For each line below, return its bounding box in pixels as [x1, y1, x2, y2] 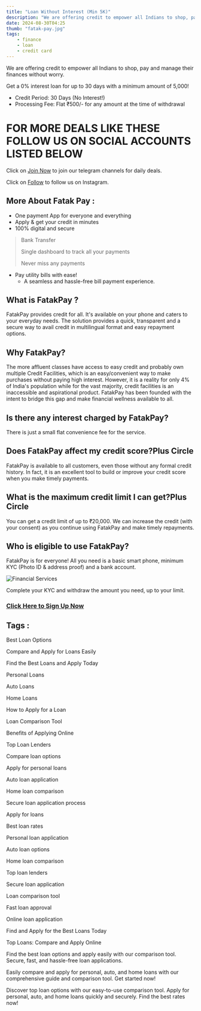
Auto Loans [6, 683, 35, 690]
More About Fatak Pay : [6, 196, 95, 206]
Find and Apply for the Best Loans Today [6, 928, 107, 935]
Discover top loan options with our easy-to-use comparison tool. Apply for [6, 986, 190, 994]
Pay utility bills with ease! [14, 271, 78, 278]
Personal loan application [6, 834, 69, 842]
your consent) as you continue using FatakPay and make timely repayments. [6, 524, 194, 531]
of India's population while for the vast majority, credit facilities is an [6, 383, 174, 390]
